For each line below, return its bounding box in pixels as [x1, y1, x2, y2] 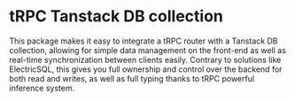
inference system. [9, 82, 75, 93]
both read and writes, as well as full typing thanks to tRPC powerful [9, 73, 255, 83]
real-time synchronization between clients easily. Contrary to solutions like [9, 54, 282, 65]
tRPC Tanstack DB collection [9, 6, 223, 27]
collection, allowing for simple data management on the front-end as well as [9, 44, 286, 55]
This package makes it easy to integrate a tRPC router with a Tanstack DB [9, 35, 278, 46]
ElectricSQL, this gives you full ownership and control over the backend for [9, 64, 283, 75]
